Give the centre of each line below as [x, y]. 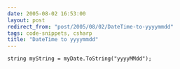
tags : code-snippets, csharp [50, 33]
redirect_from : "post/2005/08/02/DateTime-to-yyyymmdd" [90, 26]
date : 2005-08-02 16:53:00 [47, 14]
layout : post [26, 20]
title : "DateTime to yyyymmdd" [53, 40]
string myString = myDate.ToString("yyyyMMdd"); [79, 59]
